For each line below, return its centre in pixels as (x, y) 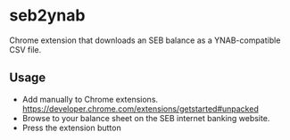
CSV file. (25, 49)
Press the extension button (72, 128)
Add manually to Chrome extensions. (90, 99)
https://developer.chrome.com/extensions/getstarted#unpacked (140, 109)
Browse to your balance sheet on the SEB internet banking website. (146, 118)
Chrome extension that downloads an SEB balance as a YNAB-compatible (145, 40)
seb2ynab (47, 16)
